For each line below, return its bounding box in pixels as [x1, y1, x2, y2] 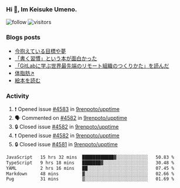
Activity [6, 92, 29, 100]
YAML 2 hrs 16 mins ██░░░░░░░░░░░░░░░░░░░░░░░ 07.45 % [6, 165, 175, 171]
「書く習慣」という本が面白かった [14, 55, 97, 62]
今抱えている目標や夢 [14, 47, 66, 55]
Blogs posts [6, 33, 41, 42]
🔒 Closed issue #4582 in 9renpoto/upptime [14, 123, 119, 130]
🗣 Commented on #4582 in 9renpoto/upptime [14, 114, 127, 121]
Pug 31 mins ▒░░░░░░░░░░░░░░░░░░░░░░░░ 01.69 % [6, 176, 175, 182]
